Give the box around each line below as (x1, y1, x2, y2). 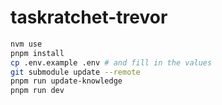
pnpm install (10, 48, 65, 58)
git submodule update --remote (10, 67, 141, 77)
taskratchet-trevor (10, 6, 168, 29)
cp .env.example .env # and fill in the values (10, 57, 213, 68)
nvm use (10, 39, 43, 49)
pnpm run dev (10, 86, 65, 96)
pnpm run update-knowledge (10, 76, 123, 86)
